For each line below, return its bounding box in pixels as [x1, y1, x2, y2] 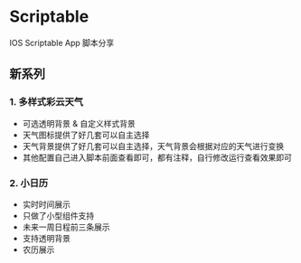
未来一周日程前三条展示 [22, 221, 110, 232]
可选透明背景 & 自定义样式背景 [22, 117, 136, 128]
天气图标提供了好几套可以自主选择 [22, 129, 150, 140]
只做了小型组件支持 [22, 210, 95, 221]
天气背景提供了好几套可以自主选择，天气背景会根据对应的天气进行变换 [22, 140, 285, 151]
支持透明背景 [22, 232, 71, 243]
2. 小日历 [9, 176, 49, 189]
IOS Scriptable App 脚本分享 [9, 37, 115, 48]
